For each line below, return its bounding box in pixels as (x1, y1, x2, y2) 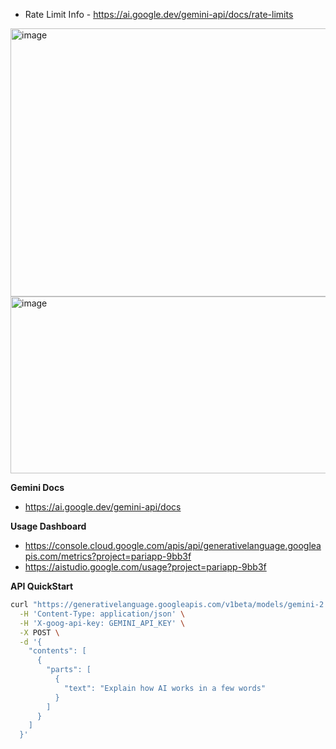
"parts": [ (46, 665, 92, 675)
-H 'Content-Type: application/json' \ (19, 609, 186, 619)
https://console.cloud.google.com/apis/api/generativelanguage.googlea (24, 540, 322, 551)
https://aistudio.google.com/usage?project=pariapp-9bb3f (24, 561, 267, 573)
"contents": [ (28, 646, 87, 656)
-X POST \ (19, 627, 60, 638)
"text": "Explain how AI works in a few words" (63, 683, 267, 693)
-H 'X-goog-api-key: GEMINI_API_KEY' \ (19, 618, 186, 628)
